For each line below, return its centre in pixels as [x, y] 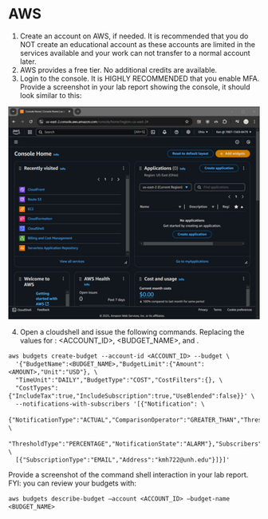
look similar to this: [51, 95]
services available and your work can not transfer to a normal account [135, 53]
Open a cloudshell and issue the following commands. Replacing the [132, 331]
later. [28, 61]
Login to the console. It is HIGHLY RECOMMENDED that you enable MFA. [140, 78]
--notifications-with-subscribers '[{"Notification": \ [110, 404]
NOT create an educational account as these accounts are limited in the [138, 44]
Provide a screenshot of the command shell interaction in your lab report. [128, 474]
